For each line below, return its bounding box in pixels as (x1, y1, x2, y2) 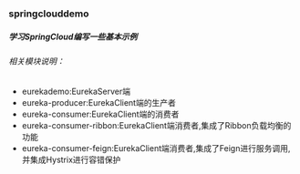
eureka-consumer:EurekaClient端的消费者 (21, 108, 180, 119)
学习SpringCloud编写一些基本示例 (8, 31, 138, 42)
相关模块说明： (8, 56, 65, 67)
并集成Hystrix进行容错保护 (21, 154, 121, 165)
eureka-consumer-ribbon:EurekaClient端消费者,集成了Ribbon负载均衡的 (21, 119, 292, 130)
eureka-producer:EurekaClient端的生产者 (21, 97, 177, 107)
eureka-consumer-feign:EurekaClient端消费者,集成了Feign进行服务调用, (21, 142, 291, 153)
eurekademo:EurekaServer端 (21, 86, 131, 97)
